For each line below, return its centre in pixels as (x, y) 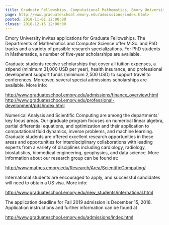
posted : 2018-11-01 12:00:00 (36, 19)
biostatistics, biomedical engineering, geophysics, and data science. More (82, 153)
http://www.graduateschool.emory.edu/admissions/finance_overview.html (82, 95)
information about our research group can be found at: (62, 158)
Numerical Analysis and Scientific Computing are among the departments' (82, 116)
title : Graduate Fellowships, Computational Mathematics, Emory (74, 10)
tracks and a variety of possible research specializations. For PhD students (83, 49)
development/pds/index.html (35, 105)
